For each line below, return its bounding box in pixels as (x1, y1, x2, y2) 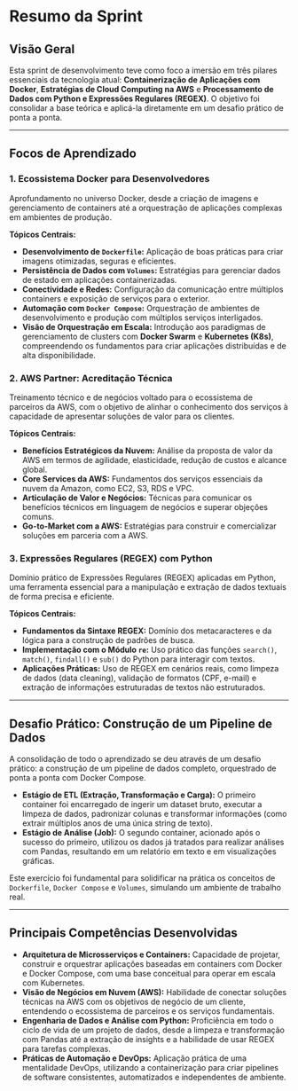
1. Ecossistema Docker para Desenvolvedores (9, 173, 210, 185)
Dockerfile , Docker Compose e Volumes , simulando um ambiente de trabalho (9, 883, 282, 893)
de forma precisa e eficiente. (9, 592, 115, 602)
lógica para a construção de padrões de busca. (21, 635, 196, 646)
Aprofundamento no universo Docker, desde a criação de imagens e (9, 192, 259, 203)
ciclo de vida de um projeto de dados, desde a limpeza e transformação (21, 1024, 286, 1035)
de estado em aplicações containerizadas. (21, 274, 177, 285)
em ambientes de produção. (9, 211, 113, 223)
